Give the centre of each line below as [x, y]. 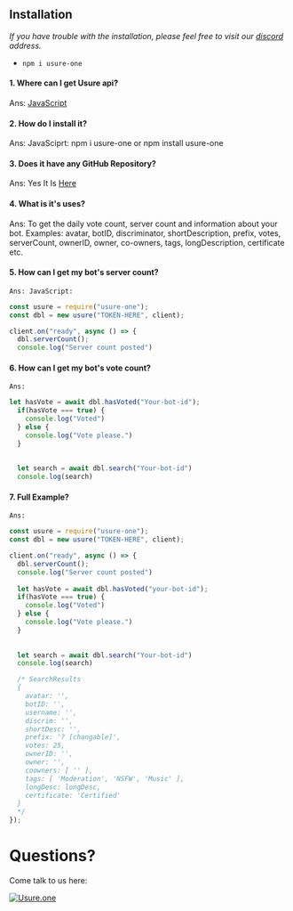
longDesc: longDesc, [63, 787]
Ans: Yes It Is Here [43, 183]
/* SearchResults [49, 679]
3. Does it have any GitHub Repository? [83, 163]
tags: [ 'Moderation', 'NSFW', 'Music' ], [105, 778]
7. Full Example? [39, 497]
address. [25, 45]
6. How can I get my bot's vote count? [80, 368]
